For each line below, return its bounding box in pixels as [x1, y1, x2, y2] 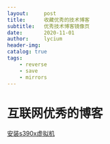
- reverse [19, 61, 48, 68]
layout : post [7, 10, 57, 17]
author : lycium [7, 36, 63, 43]
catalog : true [7, 49, 48, 56]
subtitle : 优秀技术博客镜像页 [7, 23, 90, 29]
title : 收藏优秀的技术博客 [7, 16, 90, 23]
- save [19, 67, 38, 74]
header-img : [7, 42, 41, 49]
